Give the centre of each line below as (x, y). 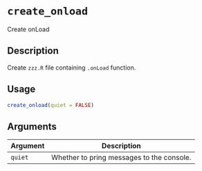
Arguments (32, 127)
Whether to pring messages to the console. (121, 158)
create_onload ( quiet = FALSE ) (51, 105)
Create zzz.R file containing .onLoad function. (72, 68)
